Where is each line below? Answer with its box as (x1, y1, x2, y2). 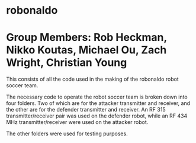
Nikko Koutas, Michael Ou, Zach (6, 43, 167, 57)
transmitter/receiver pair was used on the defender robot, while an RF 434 (6, 112, 188, 119)
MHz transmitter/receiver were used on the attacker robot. (6, 119, 149, 126)
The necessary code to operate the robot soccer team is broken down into (6, 93, 188, 101)
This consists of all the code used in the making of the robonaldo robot (6, 75, 179, 83)
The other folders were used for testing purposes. (6, 130, 128, 137)
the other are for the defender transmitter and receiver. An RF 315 (6, 106, 166, 113)
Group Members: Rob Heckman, (6, 31, 167, 45)
